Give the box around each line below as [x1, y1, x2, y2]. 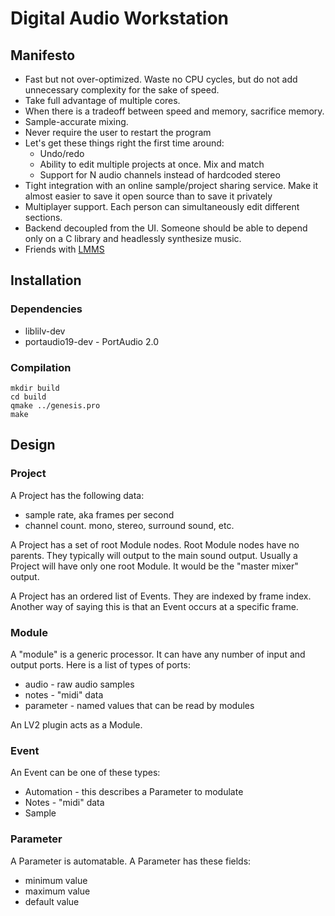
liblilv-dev [24, 325, 66, 337]
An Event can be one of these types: [10, 767, 161, 779]
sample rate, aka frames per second [24, 508, 175, 521]
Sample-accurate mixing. [24, 116, 129, 127]
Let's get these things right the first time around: [24, 137, 225, 149]
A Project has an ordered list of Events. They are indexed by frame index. [10, 590, 312, 602]
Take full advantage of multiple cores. [24, 95, 181, 106]
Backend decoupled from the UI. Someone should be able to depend [24, 222, 308, 234]
